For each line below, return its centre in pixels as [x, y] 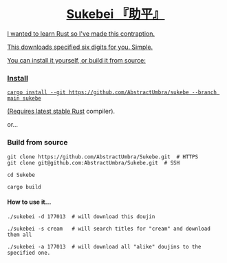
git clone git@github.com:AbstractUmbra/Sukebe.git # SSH [94, 162]
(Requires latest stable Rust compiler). [61, 112]
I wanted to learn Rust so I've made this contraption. [81, 33]
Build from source [37, 143]
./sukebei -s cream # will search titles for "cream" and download [109, 229]
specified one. [29, 253]
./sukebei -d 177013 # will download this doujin [81, 217]
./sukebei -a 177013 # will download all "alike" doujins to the [104, 246]
